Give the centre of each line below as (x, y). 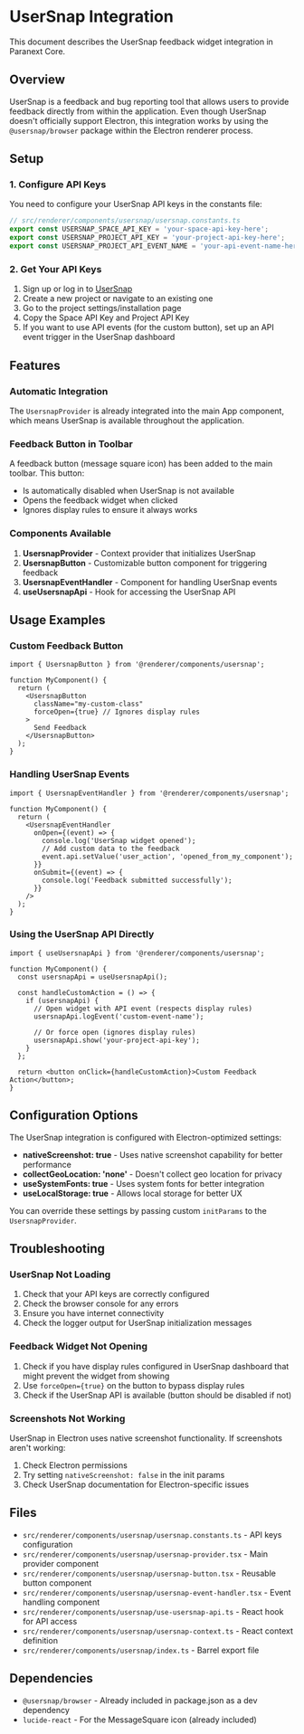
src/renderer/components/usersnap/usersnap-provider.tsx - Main (145, 1554)
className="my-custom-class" (88, 704)
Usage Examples (57, 620)
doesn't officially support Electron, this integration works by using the (139, 120)
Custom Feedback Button (66, 646)
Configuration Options (74, 1116)
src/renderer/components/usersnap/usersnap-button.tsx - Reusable (149, 1573)
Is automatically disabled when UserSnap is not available (128, 491)
